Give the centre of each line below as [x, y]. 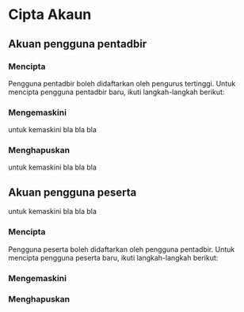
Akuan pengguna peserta [72, 192]
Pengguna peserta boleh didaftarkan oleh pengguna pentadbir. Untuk [122, 249]
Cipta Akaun [50, 15]
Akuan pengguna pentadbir [78, 44]
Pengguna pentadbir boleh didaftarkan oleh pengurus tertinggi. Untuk [122, 83]
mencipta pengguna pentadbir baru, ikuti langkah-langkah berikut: [116, 92]
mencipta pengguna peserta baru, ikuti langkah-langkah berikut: [113, 257]
